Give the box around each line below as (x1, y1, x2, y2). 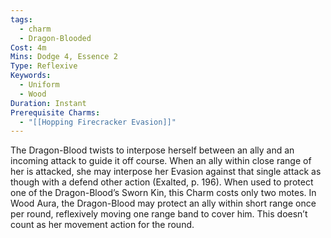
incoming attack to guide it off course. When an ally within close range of (10, 155, 312, 167)
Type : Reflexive (10, 61, 78, 71)
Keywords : (10, 71, 52, 81)
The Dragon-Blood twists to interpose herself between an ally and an (10, 144, 295, 156)
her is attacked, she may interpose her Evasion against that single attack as (10, 166, 322, 178)
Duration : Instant (10, 98, 87, 108)
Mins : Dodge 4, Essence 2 (10, 52, 118, 62)
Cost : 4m (10, 42, 47, 53)
